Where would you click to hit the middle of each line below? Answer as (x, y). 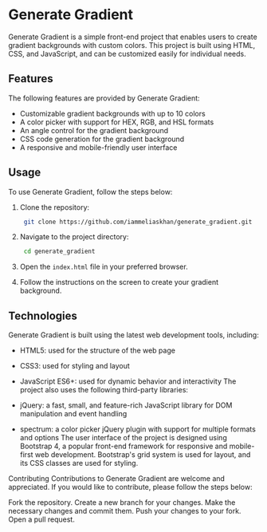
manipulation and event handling (73, 414)
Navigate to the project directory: (74, 237)
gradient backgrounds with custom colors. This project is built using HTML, (132, 45)
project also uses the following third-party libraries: (104, 390)
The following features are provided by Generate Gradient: (104, 98)
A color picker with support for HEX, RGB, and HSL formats (117, 122)
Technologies (43, 315)
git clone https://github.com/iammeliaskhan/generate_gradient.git (138, 222)
